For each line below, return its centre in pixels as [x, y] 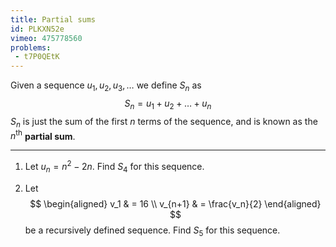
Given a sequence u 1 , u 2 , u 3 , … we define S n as [106, 86]
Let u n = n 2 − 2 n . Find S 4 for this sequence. [114, 167]
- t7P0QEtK [37, 57]
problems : [31, 47]
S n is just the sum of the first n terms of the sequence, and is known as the [164, 122]
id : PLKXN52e [37, 29]
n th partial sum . [43, 135]
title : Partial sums [53, 19]
